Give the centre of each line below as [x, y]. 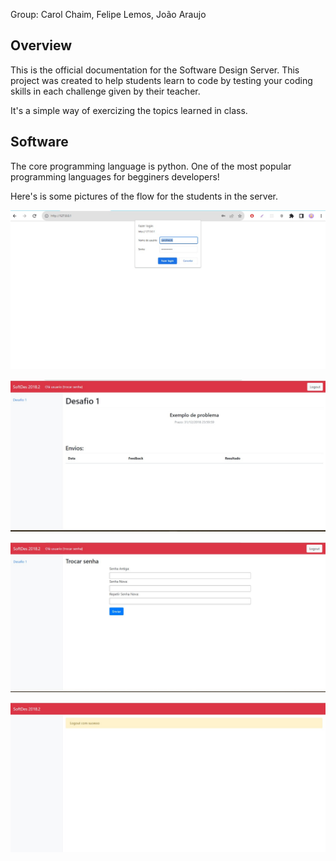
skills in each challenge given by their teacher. [105, 91]
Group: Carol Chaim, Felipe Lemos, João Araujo [108, 14]
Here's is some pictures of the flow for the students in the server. [144, 196]
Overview [41, 45]
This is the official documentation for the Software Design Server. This [155, 70]
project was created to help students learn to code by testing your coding [161, 80]
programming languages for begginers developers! [115, 176]
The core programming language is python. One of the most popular [151, 166]
